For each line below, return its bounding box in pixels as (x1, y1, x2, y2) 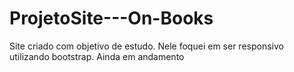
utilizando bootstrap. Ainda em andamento (9, 50, 185, 62)
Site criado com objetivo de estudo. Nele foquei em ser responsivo (9, 40, 284, 52)
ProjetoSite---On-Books (9, 7, 214, 30)
